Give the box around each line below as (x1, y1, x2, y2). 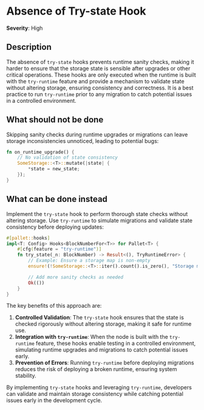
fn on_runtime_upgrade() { (6, 149, 75, 155)
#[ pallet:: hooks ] (6, 235, 50, 241)
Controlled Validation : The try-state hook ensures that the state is (15, 314, 184, 321)
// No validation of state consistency (17, 155, 118, 161)
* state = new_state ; (28, 166, 80, 172)
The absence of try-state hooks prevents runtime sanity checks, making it (6, 58, 194, 65)
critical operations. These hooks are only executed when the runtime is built (6, 71, 196, 78)
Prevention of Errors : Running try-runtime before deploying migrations (15, 359, 194, 366)
